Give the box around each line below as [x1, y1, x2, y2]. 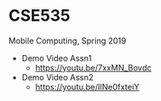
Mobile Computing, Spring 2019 [8, 35, 127, 46]
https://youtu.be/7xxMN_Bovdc [34, 62, 152, 73]
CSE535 [8, 5, 71, 26]
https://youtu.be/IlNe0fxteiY [34, 81, 140, 92]
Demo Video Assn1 [21, 52, 92, 63]
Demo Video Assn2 [21, 71, 94, 82]
